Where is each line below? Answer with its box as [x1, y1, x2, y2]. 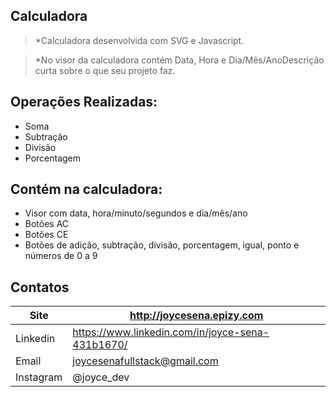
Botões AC [24, 218, 70, 230]
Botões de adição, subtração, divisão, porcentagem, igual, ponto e [24, 239, 300, 251]
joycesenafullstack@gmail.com [72, 354, 219, 368]
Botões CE [24, 229, 69, 241]
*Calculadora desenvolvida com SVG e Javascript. [34, 34, 245, 46]
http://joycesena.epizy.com [129, 309, 264, 323]
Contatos [10, 279, 70, 296]
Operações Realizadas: [10, 94, 158, 111]
